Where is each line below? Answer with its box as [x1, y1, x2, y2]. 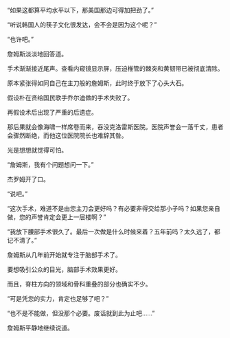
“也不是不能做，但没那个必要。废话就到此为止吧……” [7, 309, 155, 317]
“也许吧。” [7, 35, 34, 43]
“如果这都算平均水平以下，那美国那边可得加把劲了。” [7, 6, 154, 14]
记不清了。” [7, 236, 38, 244]
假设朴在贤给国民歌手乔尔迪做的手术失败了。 [7, 93, 134, 102]
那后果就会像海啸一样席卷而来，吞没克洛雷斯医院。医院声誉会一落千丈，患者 [7, 123, 224, 131]
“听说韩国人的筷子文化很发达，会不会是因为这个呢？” [7, 21, 157, 29]
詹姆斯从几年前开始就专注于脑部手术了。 [7, 251, 122, 259]
